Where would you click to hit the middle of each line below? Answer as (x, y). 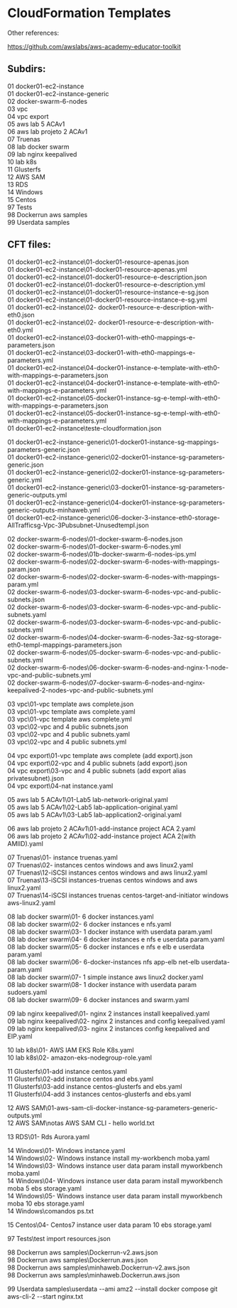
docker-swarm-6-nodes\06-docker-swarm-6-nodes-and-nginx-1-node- (123, 668)
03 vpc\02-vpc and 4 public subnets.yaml (68, 734)
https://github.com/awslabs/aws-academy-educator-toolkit (94, 46)
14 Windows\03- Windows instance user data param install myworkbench (115, 1166)
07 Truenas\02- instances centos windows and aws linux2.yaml (100, 865)
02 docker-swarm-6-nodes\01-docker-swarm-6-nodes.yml (94, 547)
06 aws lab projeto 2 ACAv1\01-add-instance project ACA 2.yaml (102, 828)
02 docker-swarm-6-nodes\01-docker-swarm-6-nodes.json (95, 539)
